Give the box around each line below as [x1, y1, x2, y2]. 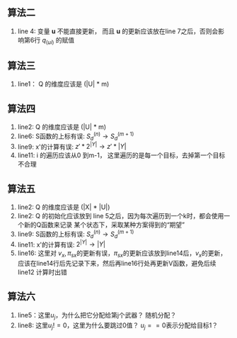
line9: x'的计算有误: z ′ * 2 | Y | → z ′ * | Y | [17, 141, 127, 151]
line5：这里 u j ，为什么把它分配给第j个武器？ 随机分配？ [17, 310, 177, 321]
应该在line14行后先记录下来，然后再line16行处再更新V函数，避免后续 [17, 259, 217, 268]
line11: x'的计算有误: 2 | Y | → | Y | [17, 239, 106, 249]
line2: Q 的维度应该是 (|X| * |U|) [17, 203, 110, 211]
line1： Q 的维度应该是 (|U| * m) [17, 80, 110, 89]
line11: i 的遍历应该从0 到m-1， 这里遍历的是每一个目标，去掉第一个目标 [17, 151, 226, 159]
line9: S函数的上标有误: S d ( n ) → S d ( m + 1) [17, 229, 134, 240]
